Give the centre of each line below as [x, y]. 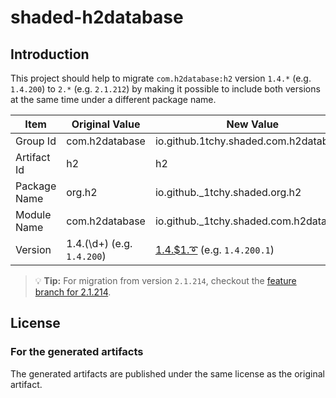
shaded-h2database [97, 17]
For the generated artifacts [77, 352]
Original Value [106, 124]
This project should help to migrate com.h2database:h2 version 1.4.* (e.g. [161, 78]
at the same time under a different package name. [113, 99]
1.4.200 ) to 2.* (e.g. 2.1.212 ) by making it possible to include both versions [165, 89]
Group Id [36, 141]
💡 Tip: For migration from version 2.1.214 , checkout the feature [165, 280]
